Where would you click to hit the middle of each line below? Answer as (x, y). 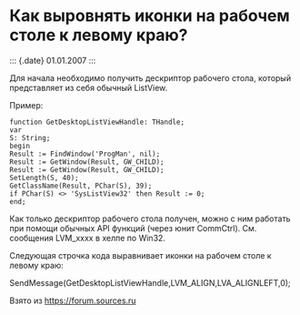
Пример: (26, 105)
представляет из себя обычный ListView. (89, 87)
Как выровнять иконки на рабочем (150, 16)
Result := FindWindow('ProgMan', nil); (85, 154)
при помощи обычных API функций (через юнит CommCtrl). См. (133, 228)
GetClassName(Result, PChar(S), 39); (81, 186)
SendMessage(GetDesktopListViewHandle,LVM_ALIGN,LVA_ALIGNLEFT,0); (150, 282)
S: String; (30, 137)
